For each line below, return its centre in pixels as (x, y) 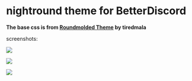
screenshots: (22, 38)
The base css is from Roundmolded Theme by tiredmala (76, 27)
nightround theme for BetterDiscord (96, 11)
